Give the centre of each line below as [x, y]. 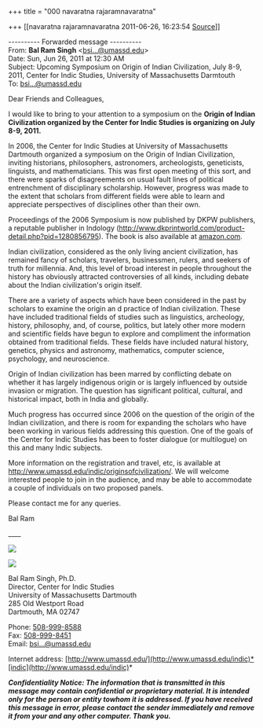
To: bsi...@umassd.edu [45, 83]
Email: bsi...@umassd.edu [50, 643]
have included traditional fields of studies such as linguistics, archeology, [126, 317]
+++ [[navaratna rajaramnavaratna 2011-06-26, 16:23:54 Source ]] [114, 26]
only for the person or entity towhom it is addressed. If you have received [130, 699]
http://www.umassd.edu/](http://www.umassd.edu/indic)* [161, 659]
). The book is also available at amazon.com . [171, 236]
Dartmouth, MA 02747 [44, 612]
